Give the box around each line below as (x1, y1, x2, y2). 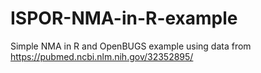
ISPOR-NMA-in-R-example (10, 7, 238, 30)
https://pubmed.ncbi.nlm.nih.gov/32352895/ (10, 50, 194, 62)
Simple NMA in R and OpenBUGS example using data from (10, 40, 252, 52)
